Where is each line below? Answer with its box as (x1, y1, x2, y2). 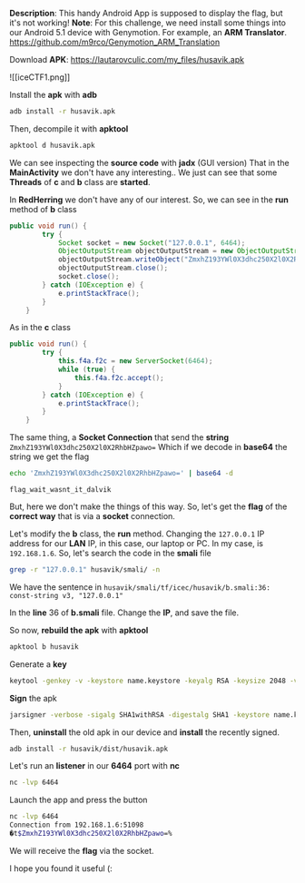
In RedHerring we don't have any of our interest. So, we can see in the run (9, 194, 289, 205)
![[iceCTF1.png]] (9, 72, 71, 83)
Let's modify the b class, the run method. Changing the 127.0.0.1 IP (9, 528, 265, 539)
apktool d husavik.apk (9, 141, 95, 150)
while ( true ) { (57, 365, 116, 374)
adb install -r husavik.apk (9, 107, 116, 116)
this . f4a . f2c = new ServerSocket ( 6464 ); (57, 357, 213, 366)
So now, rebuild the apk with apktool (9, 624, 149, 635)
